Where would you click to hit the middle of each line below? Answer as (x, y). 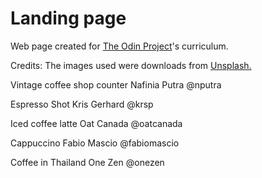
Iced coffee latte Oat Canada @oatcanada (96, 123)
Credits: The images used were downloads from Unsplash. (131, 65)
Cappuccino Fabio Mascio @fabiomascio (95, 143)
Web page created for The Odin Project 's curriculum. (119, 46)
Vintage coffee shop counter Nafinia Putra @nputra (116, 84)
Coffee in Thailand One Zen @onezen (87, 162)
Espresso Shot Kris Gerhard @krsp (82, 104)
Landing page (68, 18)
